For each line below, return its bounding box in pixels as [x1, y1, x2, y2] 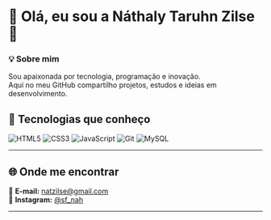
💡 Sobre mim [8, 53, 60, 65]
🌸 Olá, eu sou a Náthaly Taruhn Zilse [8, 7, 256, 26]
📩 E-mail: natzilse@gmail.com [8, 186, 109, 197]
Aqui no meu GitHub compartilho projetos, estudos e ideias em [8, 80, 218, 90]
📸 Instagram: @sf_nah [8, 195, 83, 205]
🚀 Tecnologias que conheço [8, 112, 151, 126]
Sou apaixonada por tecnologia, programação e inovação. [8, 72, 201, 82]
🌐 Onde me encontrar [8, 165, 119, 179]
